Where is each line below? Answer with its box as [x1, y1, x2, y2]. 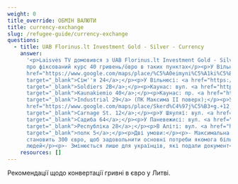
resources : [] [20, 149, 62, 156]
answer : [20, 50, 42, 58]
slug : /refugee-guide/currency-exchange [7, 30, 129, 38]
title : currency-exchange [7, 23, 84, 31]
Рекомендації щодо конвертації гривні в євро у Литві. [7, 168, 171, 177]
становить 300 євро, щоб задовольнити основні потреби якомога [25, 136, 217, 143]
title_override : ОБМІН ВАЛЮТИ [7, 17, 97, 24]
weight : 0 [7, 10, 37, 18]
